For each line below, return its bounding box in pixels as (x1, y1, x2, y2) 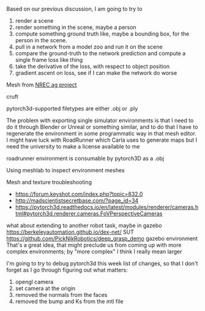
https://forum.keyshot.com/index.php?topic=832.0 (15, 190, 143, 198)
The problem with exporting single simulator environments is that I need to (6, 117, 194, 124)
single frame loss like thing (15, 56, 83, 63)
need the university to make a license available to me (6, 143, 140, 150)
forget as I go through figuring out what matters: (6, 266, 128, 274)
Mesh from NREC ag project (6, 81, 77, 88)
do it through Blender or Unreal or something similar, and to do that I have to (6, 123, 198, 131)
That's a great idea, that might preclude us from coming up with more (6, 242, 182, 248)
